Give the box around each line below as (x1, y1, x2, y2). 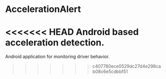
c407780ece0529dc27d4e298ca (92, 63, 161, 69)
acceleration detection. (5, 37, 104, 48)
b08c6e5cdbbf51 (92, 68, 128, 74)
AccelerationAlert (5, 3, 81, 15)
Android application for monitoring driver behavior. (5, 53, 110, 59)
